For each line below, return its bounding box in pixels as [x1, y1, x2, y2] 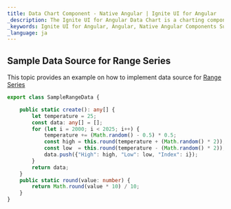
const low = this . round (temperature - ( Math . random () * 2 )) [43, 145, 223, 152]
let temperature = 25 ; [32, 112, 97, 119]
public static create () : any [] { [19, 106, 115, 113]
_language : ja [7, 29, 48, 37]
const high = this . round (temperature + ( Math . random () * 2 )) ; [43, 139, 226, 146]
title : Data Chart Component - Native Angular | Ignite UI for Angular [7, 10, 217, 17]
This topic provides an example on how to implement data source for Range [7, 73, 222, 81]
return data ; [32, 163, 69, 171]
